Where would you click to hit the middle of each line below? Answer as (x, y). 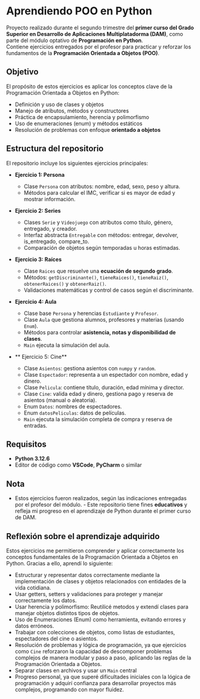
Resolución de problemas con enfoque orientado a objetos (88, 129)
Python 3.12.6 (32, 459)
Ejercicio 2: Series (38, 210)
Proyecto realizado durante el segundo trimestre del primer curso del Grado (100, 28)
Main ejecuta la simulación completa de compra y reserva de (98, 419)
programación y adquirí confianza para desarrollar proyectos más (96, 683)
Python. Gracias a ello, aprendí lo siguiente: (60, 563)
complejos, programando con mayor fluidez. (69, 689)
